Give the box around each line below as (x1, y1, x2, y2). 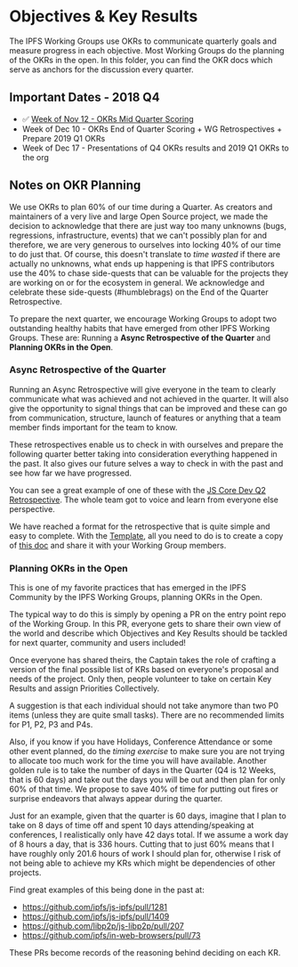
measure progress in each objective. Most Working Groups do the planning (9, 45, 285, 55)
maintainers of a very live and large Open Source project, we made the (9, 211, 269, 222)
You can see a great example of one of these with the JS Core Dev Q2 (9, 484, 267, 495)
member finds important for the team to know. (9, 421, 178, 433)
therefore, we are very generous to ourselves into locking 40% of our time (9, 239, 282, 250)
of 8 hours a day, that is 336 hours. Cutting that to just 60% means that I (9, 839, 275, 849)
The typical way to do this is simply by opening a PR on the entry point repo (9, 609, 286, 620)
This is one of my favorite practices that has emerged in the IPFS (9, 582, 247, 593)
